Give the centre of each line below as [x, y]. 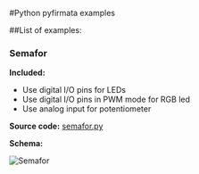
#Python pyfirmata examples [62, 13]
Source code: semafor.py [56, 126]
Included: [28, 73]
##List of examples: [46, 30]
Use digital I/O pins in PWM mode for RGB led [106, 99]
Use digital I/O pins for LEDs [74, 90]
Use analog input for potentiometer [87, 109]
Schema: [26, 144]
